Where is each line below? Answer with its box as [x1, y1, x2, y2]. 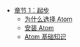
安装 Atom [24, 24, 55, 32]
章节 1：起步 [13, 6, 50, 14]
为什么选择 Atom [24, 15, 73, 23]
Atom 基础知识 [24, 32, 67, 41]
